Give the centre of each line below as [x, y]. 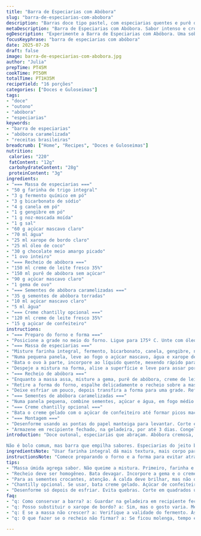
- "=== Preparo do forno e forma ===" [54, 335]
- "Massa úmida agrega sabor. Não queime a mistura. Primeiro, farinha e [100, 468]
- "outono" [20, 106]
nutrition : [20, 151]
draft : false [22, 51]
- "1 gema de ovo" [29, 284]
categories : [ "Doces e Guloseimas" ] [52, 90]
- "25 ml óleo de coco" [36, 246]
